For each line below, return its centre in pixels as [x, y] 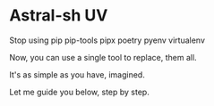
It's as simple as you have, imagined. [77, 74]
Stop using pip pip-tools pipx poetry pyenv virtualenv [107, 40]
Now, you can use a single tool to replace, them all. [103, 57]
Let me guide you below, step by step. [79, 92]
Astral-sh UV [59, 16]
